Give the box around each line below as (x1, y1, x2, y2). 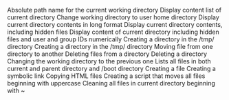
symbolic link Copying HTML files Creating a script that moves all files (7, 72, 206, 80)
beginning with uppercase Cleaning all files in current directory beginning (7, 79, 215, 87)
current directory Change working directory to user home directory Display (7, 13, 220, 21)
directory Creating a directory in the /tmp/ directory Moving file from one (7, 43, 213, 50)
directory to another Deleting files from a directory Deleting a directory (7, 50, 208, 58)
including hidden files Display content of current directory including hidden (7, 28, 219, 36)
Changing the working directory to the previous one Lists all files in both (7, 57, 211, 65)
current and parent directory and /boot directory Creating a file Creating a (7, 65, 217, 72)
